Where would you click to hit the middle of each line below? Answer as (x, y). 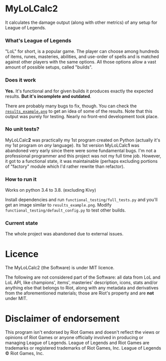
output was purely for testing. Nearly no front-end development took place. (82, 116)
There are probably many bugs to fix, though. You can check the (71, 106)
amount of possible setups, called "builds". (49, 67)
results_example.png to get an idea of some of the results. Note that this (79, 111)
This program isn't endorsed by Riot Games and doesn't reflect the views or (83, 332)
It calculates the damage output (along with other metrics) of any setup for (81, 22)
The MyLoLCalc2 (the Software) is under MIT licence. (60, 268)
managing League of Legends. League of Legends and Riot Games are (77, 343)
